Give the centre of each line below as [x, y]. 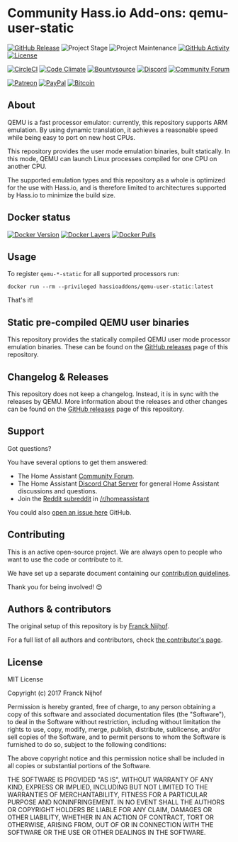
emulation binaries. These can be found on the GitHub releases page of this [118, 347]
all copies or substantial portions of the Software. [79, 766]
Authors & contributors [59, 609]
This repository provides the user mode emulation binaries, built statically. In [119, 151]
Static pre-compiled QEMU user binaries [98, 322]
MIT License [25, 679]
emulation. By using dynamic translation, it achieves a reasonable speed [113, 130]
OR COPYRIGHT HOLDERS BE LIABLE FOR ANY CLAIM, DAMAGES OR [110, 810]
